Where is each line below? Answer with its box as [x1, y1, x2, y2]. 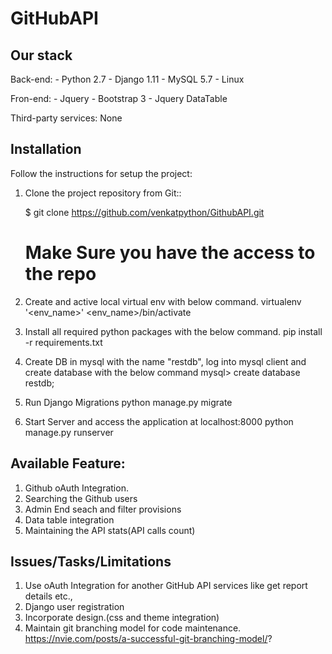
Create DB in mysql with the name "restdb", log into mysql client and [24, 355, 307, 367]
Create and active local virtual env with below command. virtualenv [24, 295, 302, 307]
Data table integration [24, 513, 115, 526]
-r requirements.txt [24, 336, 103, 348]
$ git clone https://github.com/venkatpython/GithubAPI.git [24, 206, 265, 218]
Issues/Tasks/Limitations [10, 553, 172, 570]
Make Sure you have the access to [24, 242, 316, 264]
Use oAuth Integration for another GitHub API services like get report [24, 580, 308, 592]
